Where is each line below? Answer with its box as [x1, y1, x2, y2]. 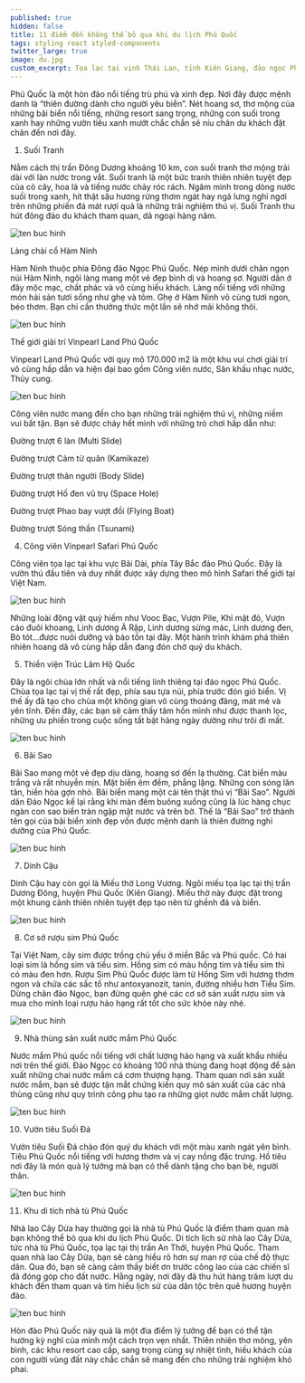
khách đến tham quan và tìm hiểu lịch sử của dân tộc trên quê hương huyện [10, 1280, 292, 1291]
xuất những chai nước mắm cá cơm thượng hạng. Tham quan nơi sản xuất [10, 1069, 285, 1080]
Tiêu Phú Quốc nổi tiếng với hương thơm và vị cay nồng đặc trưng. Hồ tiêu [10, 1150, 287, 1161]
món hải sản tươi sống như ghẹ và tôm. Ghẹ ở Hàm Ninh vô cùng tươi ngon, [10, 291, 291, 302]
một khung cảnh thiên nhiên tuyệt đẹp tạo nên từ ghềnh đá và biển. [10, 897, 262, 908]
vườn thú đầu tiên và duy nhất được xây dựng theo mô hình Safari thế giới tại [10, 568, 296, 578]
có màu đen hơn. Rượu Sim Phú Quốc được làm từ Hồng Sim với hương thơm [10, 968, 295, 979]
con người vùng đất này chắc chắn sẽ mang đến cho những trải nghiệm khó [10, 1354, 292, 1365]
